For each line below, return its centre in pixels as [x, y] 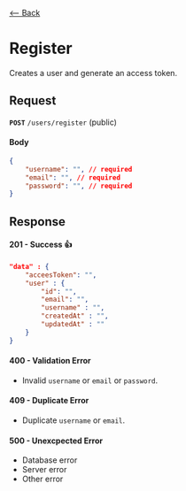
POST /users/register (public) [63, 122]
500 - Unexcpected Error [56, 441]
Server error [44, 470]
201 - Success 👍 [41, 245]
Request [33, 101]
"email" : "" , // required [73, 177]
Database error [50, 460]
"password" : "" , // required [79, 186]
